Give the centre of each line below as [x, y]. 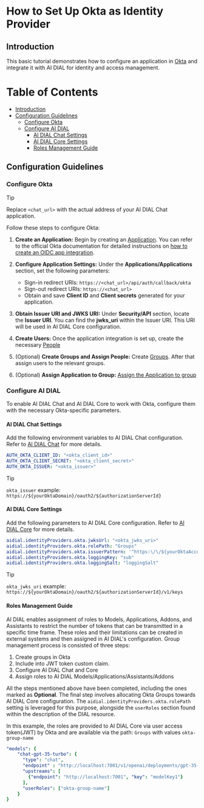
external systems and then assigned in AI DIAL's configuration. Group [93, 639]
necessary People [38, 344]
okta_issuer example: [33, 490]
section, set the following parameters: [63, 270]
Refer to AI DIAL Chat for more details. [54, 444]
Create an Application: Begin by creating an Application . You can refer [104, 239]
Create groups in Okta [43, 657]
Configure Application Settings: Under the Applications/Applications [104, 264]
